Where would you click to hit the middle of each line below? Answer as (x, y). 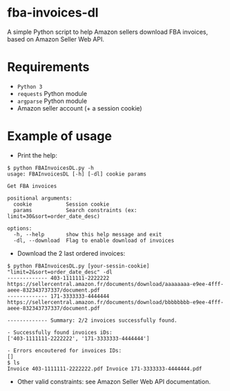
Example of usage (60, 136)
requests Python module (52, 93)
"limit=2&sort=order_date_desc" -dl (60, 272)
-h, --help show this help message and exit (88, 234)
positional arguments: (40, 198)
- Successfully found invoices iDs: (60, 332)
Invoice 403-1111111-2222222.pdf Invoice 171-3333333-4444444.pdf (105, 369)
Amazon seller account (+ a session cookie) (80, 108)
